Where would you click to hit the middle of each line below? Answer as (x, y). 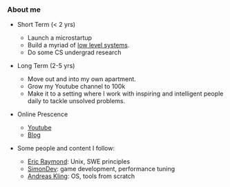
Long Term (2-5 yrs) (46, 66)
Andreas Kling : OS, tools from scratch (81, 176)
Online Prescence (42, 114)
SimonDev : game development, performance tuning (101, 169)
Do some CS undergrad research (74, 52)
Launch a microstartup (59, 38)
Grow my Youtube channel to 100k (76, 87)
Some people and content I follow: (66, 148)
